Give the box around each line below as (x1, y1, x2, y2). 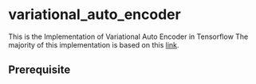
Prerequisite (8, 63, 71, 77)
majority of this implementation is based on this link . (8, 40, 179, 49)
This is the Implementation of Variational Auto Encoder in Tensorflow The (8, 32, 249, 41)
